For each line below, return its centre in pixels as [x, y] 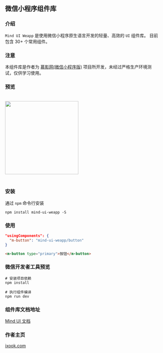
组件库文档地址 [23, 310]
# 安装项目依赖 [18, 278]
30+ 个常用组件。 [32, 41]
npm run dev [17, 296]
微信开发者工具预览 [28, 267]
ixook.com [15, 346]
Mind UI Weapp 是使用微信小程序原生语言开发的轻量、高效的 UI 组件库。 [77, 35]
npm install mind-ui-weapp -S [36, 212]
